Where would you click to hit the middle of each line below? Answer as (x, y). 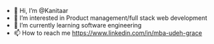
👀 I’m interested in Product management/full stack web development (110, 18)
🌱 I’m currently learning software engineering (78, 25)
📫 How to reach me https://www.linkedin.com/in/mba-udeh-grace (108, 33)
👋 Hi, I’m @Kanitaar (41, 11)
